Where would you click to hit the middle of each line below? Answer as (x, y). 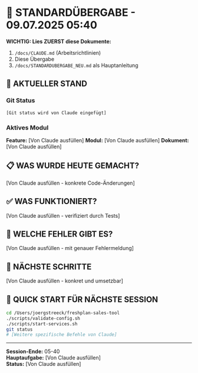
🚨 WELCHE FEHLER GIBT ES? (60, 234)
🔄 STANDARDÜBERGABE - (71, 13)
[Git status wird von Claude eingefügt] (57, 113)
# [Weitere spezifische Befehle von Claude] (62, 335)
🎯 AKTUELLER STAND (47, 84)
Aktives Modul (27, 128)
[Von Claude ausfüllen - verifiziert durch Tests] (63, 215)
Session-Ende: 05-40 (33, 352)
